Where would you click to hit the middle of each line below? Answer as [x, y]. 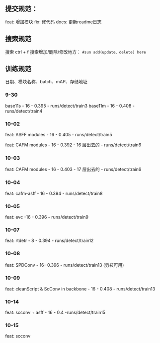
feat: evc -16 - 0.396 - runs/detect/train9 [47, 217]
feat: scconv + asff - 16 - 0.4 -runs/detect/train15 [55, 313]
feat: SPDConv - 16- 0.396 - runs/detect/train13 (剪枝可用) [65, 265]
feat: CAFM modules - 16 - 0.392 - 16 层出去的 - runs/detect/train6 [73, 145]
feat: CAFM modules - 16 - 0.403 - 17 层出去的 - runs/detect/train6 [73, 170]
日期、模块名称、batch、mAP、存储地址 [46, 82]
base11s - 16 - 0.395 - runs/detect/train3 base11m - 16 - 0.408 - [70, 106]
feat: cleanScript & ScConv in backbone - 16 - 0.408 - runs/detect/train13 [80, 288]
